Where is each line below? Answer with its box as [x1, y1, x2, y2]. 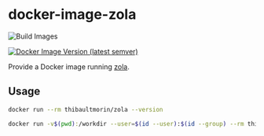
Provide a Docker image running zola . [8, 61, 130, 72]
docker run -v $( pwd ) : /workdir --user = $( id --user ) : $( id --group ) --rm [8, 119, 244, 127]
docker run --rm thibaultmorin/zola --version [8, 105, 163, 113]
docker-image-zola [8, 6, 137, 24]
